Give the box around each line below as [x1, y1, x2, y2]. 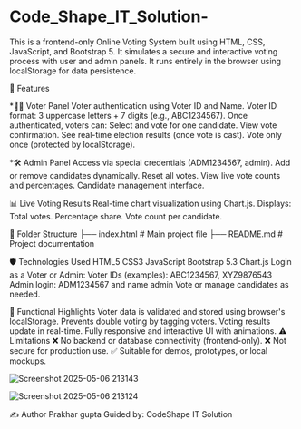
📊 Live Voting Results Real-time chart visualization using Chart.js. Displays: [9, 198, 292, 209]
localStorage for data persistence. [9, 65, 137, 76]
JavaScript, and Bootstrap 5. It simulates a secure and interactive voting [9, 45, 278, 56]
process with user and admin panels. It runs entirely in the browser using [9, 55, 282, 66]
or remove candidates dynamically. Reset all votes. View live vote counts [9, 170, 281, 180]
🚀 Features [9, 83, 50, 93]
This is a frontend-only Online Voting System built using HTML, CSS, [9, 36, 266, 47]
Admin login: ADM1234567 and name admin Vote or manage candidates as [9, 278, 289, 289]
